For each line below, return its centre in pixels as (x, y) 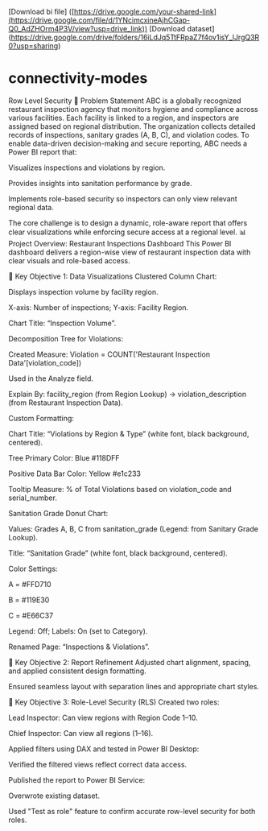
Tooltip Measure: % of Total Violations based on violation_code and (120, 489)
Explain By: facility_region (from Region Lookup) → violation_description (128, 394)
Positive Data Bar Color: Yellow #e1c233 (74, 473)
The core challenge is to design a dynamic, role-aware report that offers (128, 223)
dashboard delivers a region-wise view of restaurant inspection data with (130, 252)
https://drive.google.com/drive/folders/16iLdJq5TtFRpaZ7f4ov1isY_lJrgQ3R (135, 37)
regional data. (31, 207)
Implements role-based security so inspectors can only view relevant (123, 198)
